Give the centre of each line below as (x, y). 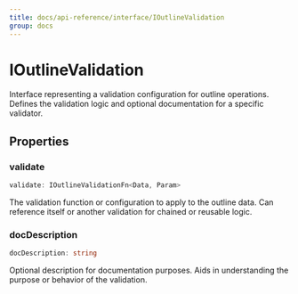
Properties (39, 141)
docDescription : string (53, 253)
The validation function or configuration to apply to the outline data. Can (141, 202)
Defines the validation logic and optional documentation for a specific (137, 104)
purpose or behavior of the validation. (78, 280)
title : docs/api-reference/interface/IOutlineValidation (117, 17)
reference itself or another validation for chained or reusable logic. (131, 212)
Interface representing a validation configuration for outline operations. (139, 94)
